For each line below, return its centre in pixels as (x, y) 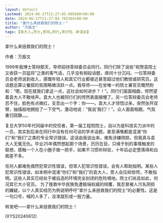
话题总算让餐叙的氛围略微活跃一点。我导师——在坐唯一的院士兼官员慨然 (77, 85)
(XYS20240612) (21, 216)
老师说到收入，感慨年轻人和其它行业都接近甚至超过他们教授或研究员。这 (86, 79)
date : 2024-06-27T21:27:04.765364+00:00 (47, 18)
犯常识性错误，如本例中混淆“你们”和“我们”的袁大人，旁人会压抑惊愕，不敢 (79, 172)
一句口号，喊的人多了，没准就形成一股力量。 (50, 196)
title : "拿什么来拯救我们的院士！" (37, 23)
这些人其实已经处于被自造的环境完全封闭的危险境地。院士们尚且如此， (83, 178)
